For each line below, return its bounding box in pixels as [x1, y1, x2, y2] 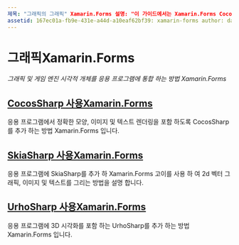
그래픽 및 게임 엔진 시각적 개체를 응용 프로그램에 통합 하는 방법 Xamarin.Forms [7, 75, 227, 83]
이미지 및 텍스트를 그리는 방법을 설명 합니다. [22, 178, 144, 187]
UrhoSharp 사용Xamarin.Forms [7, 201, 147, 213]
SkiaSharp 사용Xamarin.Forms [7, 149, 144, 161]
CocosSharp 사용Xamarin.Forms [7, 97, 153, 109]
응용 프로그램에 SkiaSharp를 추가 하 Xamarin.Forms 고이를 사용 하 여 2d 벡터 [7, 170, 223, 178]
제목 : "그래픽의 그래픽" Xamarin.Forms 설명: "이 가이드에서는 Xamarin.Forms [7, 10, 217, 18]
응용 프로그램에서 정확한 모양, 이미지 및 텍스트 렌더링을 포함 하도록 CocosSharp [7, 118, 230, 126]
